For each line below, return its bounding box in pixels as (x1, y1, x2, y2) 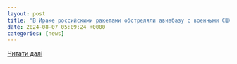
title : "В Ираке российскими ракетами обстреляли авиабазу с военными (7, 17, 219, 24)
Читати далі (7, 49, 43, 58)
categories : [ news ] (7, 30, 65, 37)
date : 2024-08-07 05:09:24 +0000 (7, 23, 106, 30)
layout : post (7, 10, 46, 18)
